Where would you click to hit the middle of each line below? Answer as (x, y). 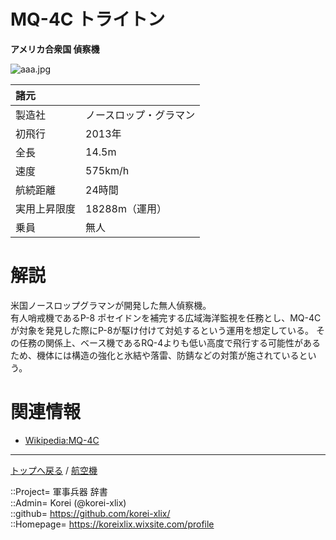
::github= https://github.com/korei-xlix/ (90, 513)
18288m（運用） (126, 208)
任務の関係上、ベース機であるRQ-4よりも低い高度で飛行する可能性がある (170, 342)
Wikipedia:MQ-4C (62, 440)
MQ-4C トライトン (88, 19)
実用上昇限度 (46, 208)
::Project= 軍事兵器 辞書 (59, 491)
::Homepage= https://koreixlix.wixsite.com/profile (112, 524)
